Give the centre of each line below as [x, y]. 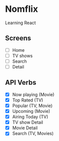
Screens [18, 38]
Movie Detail [25, 128]
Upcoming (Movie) [31, 111]
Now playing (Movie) [33, 94]
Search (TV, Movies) [33, 134]
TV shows [22, 56]
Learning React [20, 23]
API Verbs [21, 83]
